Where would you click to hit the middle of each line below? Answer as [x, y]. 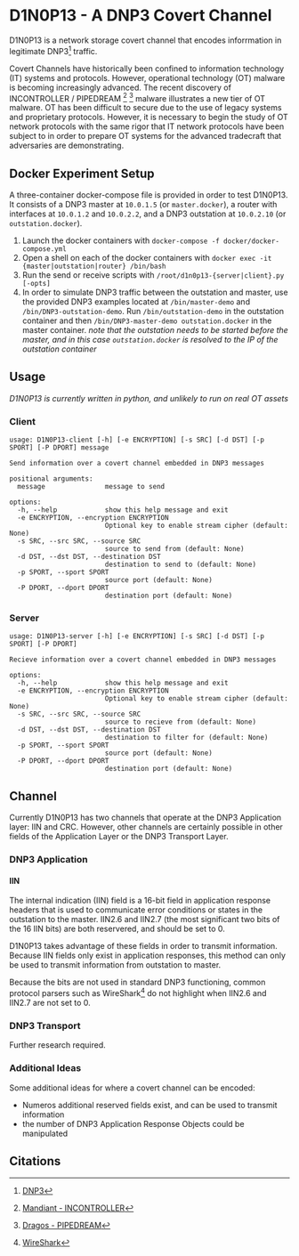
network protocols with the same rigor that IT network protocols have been [147, 126]
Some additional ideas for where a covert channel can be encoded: [132, 1088]
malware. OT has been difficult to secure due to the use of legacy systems [145, 108]
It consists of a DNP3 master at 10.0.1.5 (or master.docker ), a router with [143, 205]
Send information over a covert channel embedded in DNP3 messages [137, 464]
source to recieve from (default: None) [180, 722]
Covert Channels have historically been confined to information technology [147, 69]
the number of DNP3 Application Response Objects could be [133, 1123]
